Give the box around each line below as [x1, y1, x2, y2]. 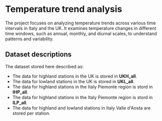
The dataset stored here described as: [5, 63, 84, 69]
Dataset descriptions [5, 50, 72, 59]
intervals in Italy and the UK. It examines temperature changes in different [5, 25, 157, 31]
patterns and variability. [5, 36, 54, 42]
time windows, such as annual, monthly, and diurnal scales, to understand [5, 30, 157, 36]
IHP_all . [12, 89, 28, 95]
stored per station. [12, 110, 51, 116]
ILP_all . [12, 100, 28, 106]
